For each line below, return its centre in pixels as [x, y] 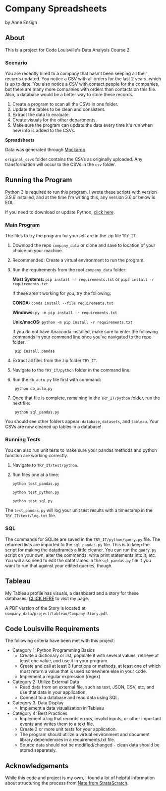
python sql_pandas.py [37, 412]
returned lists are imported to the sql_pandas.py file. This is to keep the [78, 544]
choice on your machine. [38, 251]
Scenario [16, 62]
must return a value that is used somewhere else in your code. [83, 671]
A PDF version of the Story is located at [45, 608]
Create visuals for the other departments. [55, 120]
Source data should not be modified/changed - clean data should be [89, 745]
